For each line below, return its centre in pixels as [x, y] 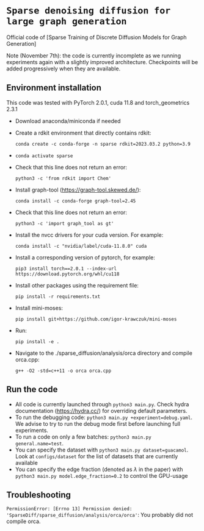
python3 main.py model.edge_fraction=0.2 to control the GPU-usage [101, 475]
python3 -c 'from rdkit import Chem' [63, 178]
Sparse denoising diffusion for [89, 11]
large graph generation [67, 22]
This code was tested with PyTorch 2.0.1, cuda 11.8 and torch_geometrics [98, 102]
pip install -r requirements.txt [58, 296]
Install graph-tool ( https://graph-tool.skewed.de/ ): [78, 190]
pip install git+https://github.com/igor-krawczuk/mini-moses [96, 319]
